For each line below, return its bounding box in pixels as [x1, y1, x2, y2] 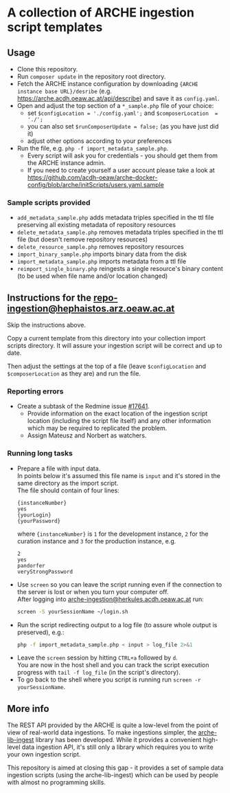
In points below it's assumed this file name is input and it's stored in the [16, 471, 221, 479]
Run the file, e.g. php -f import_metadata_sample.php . [16, 144, 169, 152]
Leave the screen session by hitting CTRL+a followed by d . [16, 653, 178, 662]
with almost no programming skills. [7, 779, 106, 787]
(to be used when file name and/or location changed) [16, 272, 168, 280]
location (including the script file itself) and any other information [27, 417, 211, 425]
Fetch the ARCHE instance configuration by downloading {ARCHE [16, 80, 198, 87]
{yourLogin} [16, 511, 51, 519]
